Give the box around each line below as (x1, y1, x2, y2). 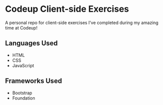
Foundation (12, 95, 35, 101)
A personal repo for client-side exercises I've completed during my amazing (5, 20, 159, 26)
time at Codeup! (5, 25, 38, 30)
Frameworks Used (5, 77, 62, 85)
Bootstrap (12, 90, 32, 96)
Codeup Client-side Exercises (5, 3, 129, 15)
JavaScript (12, 62, 34, 68)
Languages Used (5, 39, 58, 48)
